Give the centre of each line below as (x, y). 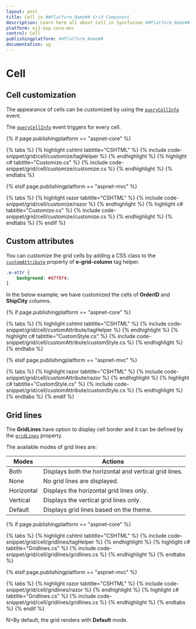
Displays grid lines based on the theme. (97, 510)
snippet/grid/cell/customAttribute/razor (53, 378)
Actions (113, 462)
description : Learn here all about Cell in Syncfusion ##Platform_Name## (98, 22)
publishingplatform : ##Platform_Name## (55, 39)
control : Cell (23, 34)
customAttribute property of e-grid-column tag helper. (73, 261)
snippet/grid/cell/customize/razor (47, 204)
